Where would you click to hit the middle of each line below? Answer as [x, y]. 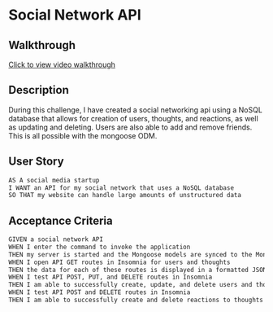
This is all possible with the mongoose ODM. [83, 135]
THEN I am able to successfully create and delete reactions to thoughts [136, 300]
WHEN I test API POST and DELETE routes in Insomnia [100, 292]
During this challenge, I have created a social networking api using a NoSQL [135, 110]
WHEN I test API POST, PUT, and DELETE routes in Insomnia [110, 277]
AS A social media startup [54, 180]
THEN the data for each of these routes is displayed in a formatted [129, 270]
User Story [36, 162]
